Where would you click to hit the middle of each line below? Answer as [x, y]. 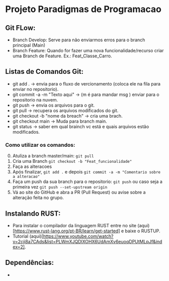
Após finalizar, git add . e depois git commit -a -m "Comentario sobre [87, 172]
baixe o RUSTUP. [143, 231]
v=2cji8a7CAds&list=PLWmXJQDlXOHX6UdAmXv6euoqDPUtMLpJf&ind [87, 241]
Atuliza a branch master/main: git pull [53, 156]
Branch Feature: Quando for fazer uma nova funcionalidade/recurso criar [88, 51]
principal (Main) [29, 45]
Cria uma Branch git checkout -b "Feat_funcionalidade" [72, 161]
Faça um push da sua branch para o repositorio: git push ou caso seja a [87, 181]
